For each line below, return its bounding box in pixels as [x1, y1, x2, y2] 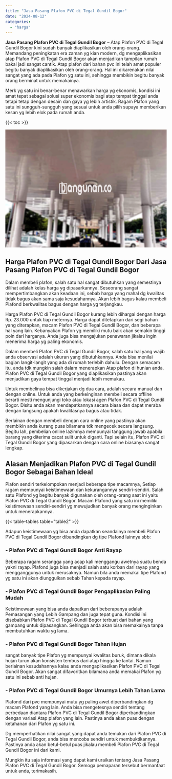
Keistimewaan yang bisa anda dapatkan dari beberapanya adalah [5, 606, 143, 612]
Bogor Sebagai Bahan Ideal [5, 467, 93, 476]
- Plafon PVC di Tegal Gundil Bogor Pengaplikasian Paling [5, 588, 150, 595]
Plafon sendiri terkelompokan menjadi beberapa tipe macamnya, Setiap [5, 481, 156, 487]
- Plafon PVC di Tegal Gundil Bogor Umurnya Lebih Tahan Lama [5, 687, 165, 694]
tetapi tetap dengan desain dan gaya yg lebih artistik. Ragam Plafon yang [5, 98, 160, 105]
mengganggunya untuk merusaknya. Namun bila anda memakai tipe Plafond [5, 569, 166, 575]
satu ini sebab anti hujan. [5, 674, 58, 680]
